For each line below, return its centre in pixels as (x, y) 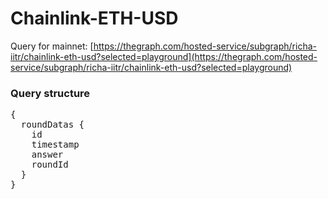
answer (47, 155)
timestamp (55, 145)
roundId (50, 165)
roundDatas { (52, 125)
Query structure (50, 93)
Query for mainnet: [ (52, 46)
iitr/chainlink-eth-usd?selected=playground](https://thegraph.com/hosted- (164, 56)
